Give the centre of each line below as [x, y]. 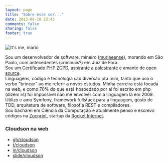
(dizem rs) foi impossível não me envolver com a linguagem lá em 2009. [79, 94]
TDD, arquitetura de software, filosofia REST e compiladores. [68, 105]
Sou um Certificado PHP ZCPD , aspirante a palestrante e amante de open [81, 68]
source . [13, 73]
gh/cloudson [26, 140]
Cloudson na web [27, 128]
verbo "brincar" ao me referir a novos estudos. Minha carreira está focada [82, 84]
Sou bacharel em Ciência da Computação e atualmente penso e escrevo [80, 110]
